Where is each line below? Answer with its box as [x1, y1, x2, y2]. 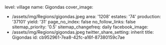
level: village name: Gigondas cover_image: [4, 4, 93, 10]
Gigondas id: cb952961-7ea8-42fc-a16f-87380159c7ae [11, 34, 125, 40]
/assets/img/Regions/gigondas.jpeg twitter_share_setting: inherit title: [11, 29, 154, 35]
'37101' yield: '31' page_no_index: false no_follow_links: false [11, 19, 136, 24]
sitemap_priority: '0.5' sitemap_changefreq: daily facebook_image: [11, 24, 149, 30]
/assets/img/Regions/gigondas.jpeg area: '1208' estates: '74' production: [11, 14, 161, 19]
